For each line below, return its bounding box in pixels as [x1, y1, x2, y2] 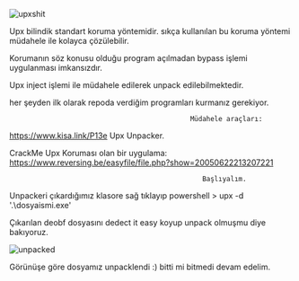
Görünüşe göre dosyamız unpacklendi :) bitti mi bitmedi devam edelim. [9, 261, 271, 272]
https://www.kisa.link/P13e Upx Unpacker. [9, 130, 164, 141]
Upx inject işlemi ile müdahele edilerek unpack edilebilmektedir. [9, 80, 244, 90]
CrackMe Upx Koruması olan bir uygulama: [9, 148, 168, 158]
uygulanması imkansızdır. [9, 63, 103, 73]
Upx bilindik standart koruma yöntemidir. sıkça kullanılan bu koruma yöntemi [9, 26, 291, 36]
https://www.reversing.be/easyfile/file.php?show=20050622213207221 [9, 157, 274, 168]
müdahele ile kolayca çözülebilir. [9, 36, 130, 46]
